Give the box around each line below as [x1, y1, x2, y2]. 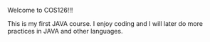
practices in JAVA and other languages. [7, 27, 123, 35]
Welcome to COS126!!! [7, 6, 73, 14]
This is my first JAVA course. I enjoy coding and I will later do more [7, 20, 203, 27]
